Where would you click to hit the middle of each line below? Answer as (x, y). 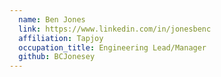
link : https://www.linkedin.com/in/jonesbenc (115, 29)
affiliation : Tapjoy (61, 38)
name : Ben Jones (52, 19)
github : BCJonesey (57, 57)
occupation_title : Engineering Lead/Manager (112, 47)
